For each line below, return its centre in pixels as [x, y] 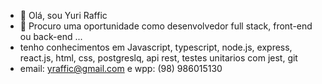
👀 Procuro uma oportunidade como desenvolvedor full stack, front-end [166, 26]
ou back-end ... [51, 36]
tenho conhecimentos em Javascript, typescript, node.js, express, [156, 47]
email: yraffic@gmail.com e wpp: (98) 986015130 [121, 68]
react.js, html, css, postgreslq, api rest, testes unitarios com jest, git [158, 58]
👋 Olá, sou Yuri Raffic [63, 15]
